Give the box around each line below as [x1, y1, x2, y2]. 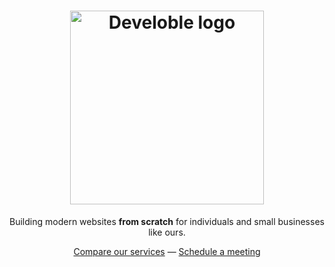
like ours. [148, 226, 186, 238]
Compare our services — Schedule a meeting [73, 245, 261, 257]
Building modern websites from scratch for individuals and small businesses [9, 215, 325, 227]
